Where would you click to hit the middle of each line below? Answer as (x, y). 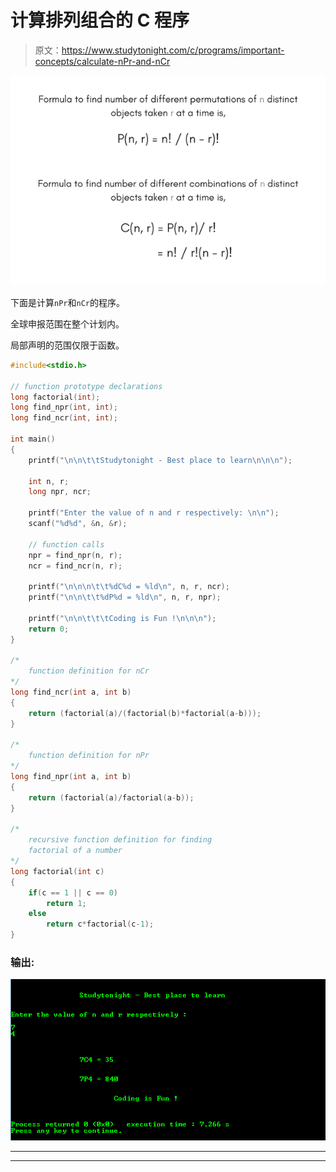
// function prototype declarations (86, 386)
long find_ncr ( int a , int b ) (71, 692)
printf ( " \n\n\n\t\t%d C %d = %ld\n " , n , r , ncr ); (129, 587)
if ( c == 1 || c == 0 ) (73, 892)
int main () (33, 439)
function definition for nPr (89, 756)
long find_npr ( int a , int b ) (71, 777)
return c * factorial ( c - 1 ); (100, 924)
